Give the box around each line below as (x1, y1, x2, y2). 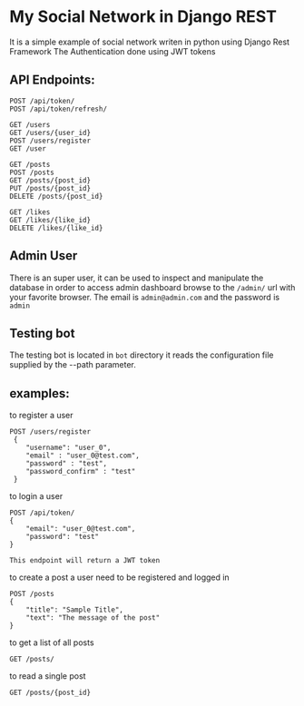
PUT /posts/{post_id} (9, 183, 92, 192)
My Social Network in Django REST (9, 6, 277, 27)
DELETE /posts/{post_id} (9, 191, 103, 201)
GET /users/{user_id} (9, 128, 92, 137)
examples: (9, 386, 70, 401)
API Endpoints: (9, 73, 95, 88)
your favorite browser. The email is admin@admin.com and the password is (9, 291, 279, 302)
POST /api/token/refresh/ (9, 104, 107, 113)
